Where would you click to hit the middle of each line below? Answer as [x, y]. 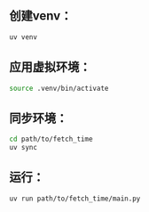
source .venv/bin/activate [59, 88]
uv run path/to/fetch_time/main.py [75, 199]
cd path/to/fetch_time [51, 139]
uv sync [24, 148]
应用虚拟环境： [50, 67]
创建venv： [41, 16]
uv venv [24, 37]
